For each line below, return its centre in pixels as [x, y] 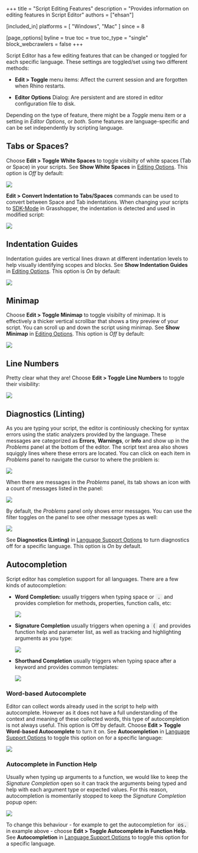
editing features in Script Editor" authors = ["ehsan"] [70, 15]
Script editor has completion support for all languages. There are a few [92, 579]
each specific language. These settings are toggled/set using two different [97, 62]
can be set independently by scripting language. [65, 128]
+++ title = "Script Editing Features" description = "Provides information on [98, 9]
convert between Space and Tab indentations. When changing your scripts [98, 202]
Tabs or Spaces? [38, 147]
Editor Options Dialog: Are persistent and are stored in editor [89, 97]
